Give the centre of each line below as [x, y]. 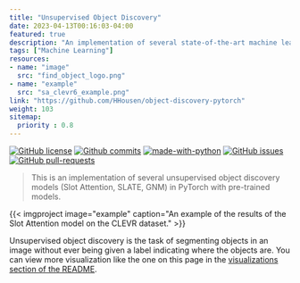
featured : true [37, 34]
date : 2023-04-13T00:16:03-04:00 [71, 26]
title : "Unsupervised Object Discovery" [86, 17]
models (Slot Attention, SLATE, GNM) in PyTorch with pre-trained [150, 187]
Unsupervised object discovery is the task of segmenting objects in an [139, 241]
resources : [29, 59]
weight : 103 [31, 109]
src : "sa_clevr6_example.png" [73, 92]
